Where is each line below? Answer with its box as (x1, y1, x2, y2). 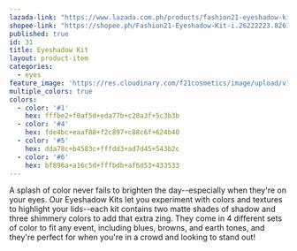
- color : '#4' (17, 120, 69, 129)
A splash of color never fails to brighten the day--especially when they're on (9, 185, 287, 195)
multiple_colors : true (9, 87, 93, 95)
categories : (9, 63, 53, 72)
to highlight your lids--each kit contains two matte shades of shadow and (9, 204, 276, 215)
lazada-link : (9, 12, 57, 22)
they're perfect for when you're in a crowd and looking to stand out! (9, 232, 256, 243)
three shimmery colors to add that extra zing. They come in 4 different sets (9, 213, 283, 224)
